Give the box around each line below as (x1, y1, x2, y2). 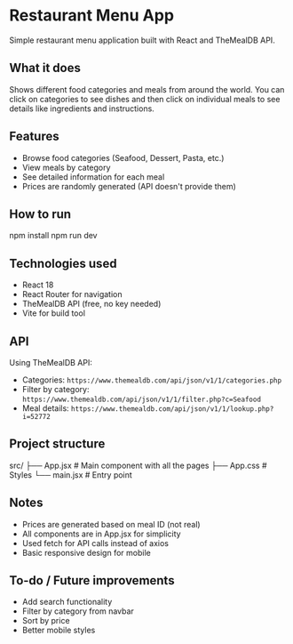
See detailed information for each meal (21, 171, 165, 182)
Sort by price (21, 616, 70, 626)
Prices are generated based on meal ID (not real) (21, 519, 202, 529)
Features (9, 129, 59, 144)
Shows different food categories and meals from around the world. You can (9, 84, 285, 94)
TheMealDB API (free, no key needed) (21, 299, 162, 310)
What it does (9, 60, 82, 76)
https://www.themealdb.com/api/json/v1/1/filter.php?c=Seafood (21, 395, 262, 404)
